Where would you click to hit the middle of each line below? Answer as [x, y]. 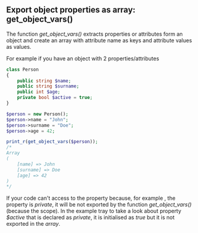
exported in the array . [33, 224]
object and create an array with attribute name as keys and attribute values [99, 40]
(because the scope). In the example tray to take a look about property [94, 211]
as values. [19, 46]
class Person [23, 69]
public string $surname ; [48, 86]
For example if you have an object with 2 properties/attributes [83, 58]
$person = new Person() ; [37, 114]
